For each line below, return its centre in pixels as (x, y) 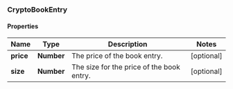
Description (128, 44)
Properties (23, 26)
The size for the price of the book (126, 67)
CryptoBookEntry (37, 10)
